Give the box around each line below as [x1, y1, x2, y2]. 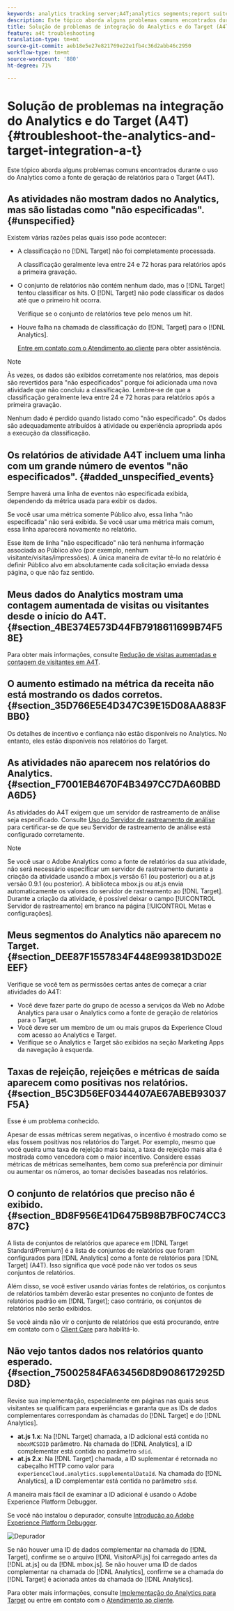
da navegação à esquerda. [17, 1046, 94, 1054]
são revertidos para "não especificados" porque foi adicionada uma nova [7, 378, 217, 387]
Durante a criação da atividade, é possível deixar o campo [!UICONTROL [7, 894, 216, 902]
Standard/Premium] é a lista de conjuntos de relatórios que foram [7, 1247, 195, 1255]
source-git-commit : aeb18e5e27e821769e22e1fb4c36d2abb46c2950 [7, 43, 192, 49]
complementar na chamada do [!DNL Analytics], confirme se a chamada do [7, 1567, 224, 1575]
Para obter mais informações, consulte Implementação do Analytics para [7, 1588, 217, 1596]
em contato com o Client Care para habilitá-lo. [7, 1325, 140, 1334]
